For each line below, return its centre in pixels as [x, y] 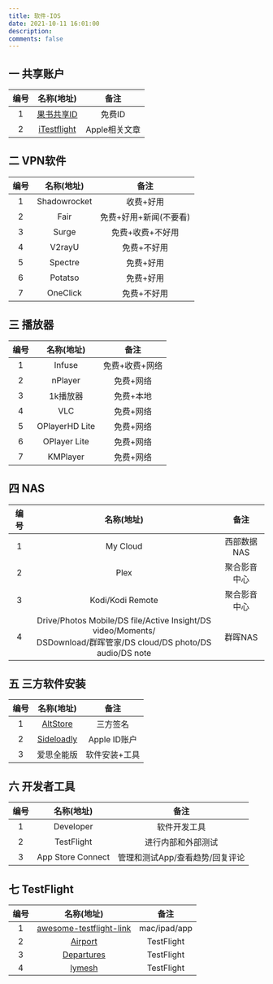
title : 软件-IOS [35, 16]
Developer [73, 827]
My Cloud [124, 546]
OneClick [65, 292]
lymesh [84, 968]
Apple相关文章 [113, 129]
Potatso [65, 278]
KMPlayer [66, 457]
